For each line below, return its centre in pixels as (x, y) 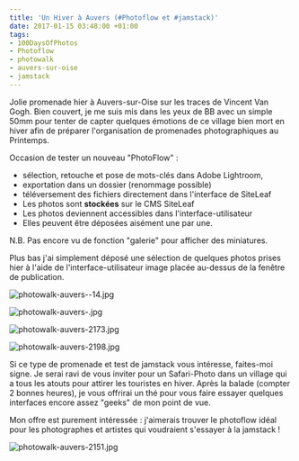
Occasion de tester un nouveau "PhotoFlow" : (94, 158)
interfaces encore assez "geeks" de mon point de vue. (110, 402)
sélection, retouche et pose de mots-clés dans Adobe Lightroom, (143, 175)
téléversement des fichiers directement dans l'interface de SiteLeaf (147, 194)
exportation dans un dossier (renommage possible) (117, 185)
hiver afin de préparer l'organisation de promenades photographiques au (144, 131)
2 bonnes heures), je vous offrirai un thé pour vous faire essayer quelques (146, 393)
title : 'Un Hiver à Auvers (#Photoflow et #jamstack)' (114, 18)
